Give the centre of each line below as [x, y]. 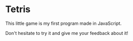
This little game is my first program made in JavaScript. [63, 23]
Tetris [18, 9]
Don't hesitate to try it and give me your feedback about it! [67, 33]
